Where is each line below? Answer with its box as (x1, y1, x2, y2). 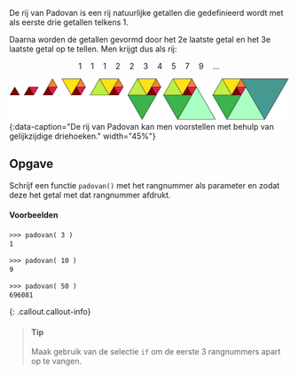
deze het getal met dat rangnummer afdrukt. (9, 189, 171, 200)
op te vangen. (30, 355, 82, 367)
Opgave (9, 156, 54, 172)
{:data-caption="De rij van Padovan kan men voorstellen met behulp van (9, 122, 275, 132)
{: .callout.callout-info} (9, 307, 91, 317)
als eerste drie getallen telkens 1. (9, 17, 129, 28)
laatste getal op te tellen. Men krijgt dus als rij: (9, 44, 177, 54)
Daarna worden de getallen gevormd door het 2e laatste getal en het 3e (9, 35, 271, 44)
